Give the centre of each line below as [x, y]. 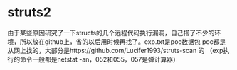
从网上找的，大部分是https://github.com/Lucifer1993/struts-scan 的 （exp [115, 50]
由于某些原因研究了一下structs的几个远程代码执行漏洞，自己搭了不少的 [111, 33]
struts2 [30, 12]
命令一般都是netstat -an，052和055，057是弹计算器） [100, 59]
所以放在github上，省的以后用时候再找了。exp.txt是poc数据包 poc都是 [123, 41]
